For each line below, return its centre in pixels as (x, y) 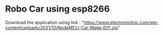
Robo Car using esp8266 (58, 9)
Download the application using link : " (44, 22)
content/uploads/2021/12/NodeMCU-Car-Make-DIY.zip (62, 27)
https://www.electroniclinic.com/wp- (121, 22)
